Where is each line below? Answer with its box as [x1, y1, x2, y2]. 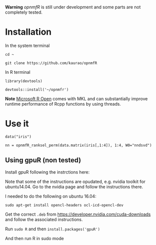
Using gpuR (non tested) [5, 156, 82, 164]
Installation [5, 26, 52, 38]
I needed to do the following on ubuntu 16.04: [5, 193, 97, 199]
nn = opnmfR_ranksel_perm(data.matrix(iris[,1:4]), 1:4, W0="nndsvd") [5, 143, 152, 148]
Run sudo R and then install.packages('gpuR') [5, 226, 100, 232]
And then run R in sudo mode [5, 235, 64, 241]
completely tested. [5, 9, 43, 15]
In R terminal [5, 69, 31, 75]
